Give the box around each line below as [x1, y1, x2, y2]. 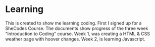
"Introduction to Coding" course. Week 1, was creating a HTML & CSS [5, 30, 150, 36]
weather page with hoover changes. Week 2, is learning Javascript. [5, 36, 145, 42]
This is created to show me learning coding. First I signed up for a [5, 20, 142, 26]
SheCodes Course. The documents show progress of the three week [5, 25, 148, 31]
